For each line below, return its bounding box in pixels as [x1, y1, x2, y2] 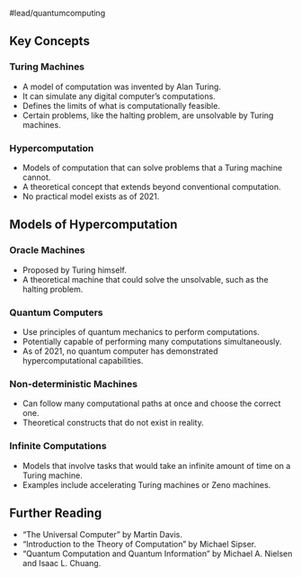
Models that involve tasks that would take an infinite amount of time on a [22, 460, 291, 471]
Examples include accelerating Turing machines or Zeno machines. [22, 479, 271, 490]
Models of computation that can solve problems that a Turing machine [22, 162, 283, 173]
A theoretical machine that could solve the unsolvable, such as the [22, 274, 269, 284]
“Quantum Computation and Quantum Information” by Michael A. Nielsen [22, 548, 293, 559]
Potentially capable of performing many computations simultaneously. [22, 336, 282, 347]
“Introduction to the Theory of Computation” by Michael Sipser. [22, 539, 257, 550]
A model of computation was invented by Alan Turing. [22, 81, 222, 92]
